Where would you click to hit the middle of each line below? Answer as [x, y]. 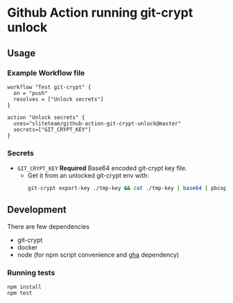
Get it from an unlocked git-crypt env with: [88, 175]
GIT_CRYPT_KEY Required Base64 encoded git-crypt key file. [102, 168]
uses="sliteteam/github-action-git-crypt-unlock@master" [97, 123]
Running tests [31, 272]
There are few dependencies [49, 226]
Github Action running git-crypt [100, 13]
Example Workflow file [46, 73]
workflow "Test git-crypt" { [49, 87]
